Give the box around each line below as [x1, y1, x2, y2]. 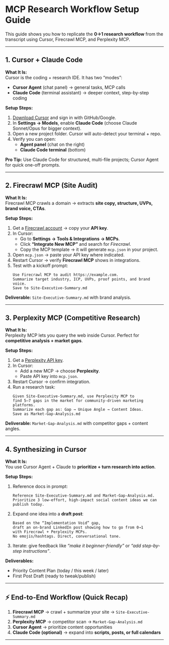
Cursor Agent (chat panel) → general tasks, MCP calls [12, 84, 126, 90]
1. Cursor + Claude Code [5, 56, 83, 64]
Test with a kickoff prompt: [12, 262, 68, 268]
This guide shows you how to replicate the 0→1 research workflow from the [5, 31, 163, 37]
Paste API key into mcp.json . [20, 373, 78, 380]
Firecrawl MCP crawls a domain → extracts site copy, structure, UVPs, [5, 200, 153, 206]
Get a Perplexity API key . [12, 357, 64, 363]
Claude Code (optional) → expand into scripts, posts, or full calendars [12, 629, 161, 635]
